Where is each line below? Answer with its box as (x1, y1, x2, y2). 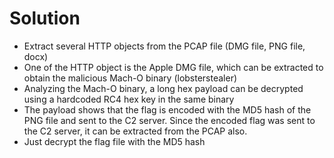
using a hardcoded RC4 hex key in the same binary (23, 93, 235, 105)
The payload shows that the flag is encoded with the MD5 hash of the (23, 103, 312, 116)
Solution (9, 7, 81, 30)
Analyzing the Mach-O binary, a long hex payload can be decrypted (23, 82, 304, 94)
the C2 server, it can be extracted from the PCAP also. (23, 125, 248, 137)
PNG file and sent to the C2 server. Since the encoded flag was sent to (23, 114, 316, 126)
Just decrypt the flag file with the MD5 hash (23, 135, 206, 147)
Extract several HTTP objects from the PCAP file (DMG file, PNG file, (23, 40, 306, 52)
